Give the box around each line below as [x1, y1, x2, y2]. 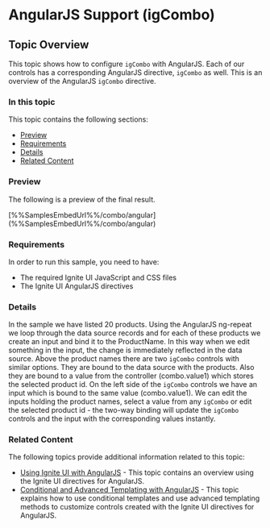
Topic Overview [8, 38, 89, 52]
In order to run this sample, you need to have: [8, 256, 160, 267]
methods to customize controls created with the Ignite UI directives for [19, 502, 255, 512]
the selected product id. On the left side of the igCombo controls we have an [8, 380, 258, 389]
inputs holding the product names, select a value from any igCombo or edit [8, 397, 252, 406]
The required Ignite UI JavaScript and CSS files [19, 272, 177, 282]
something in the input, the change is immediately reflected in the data [8, 345, 243, 355]
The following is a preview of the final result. [8, 194, 156, 204]
